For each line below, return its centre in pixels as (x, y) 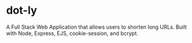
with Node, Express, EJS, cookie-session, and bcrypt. (72, 33)
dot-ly (22, 10)
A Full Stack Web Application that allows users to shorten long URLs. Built (97, 27)
